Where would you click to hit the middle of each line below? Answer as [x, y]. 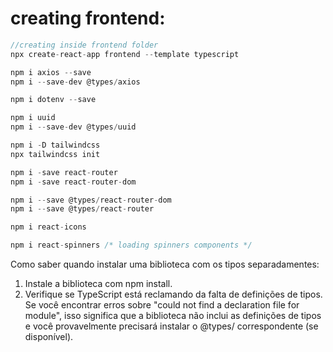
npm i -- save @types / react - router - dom [91, 200]
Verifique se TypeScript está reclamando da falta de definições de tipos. [173, 294]
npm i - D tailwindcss [55, 145]
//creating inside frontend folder [84, 45]
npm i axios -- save [51, 72]
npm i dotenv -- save [53, 100]
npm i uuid [33, 118]
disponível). [49, 337]
